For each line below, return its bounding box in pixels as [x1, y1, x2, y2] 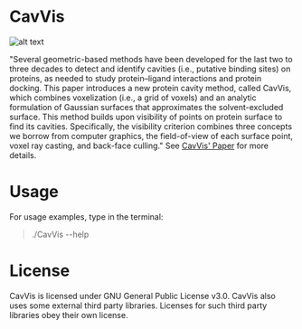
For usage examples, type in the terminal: [9, 211, 164, 222]
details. [9, 149, 37, 160]
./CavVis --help [31, 229, 90, 240]
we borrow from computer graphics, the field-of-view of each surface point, [9, 130, 294, 141]
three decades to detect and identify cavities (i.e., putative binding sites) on [9, 63, 291, 74]
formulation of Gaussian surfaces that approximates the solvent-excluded [9, 101, 284, 112]
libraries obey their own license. [9, 309, 128, 320]
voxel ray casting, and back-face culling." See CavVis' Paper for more [9, 140, 269, 151]
